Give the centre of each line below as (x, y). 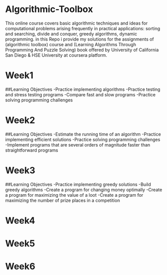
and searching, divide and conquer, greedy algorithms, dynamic (71, 34)
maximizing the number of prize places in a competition (63, 200)
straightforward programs (32, 150)
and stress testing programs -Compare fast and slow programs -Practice (80, 94)
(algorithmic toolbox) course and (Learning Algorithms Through (71, 44)
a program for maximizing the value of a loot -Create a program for (74, 195)
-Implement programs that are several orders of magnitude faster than (78, 145)
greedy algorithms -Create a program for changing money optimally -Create (84, 190)
